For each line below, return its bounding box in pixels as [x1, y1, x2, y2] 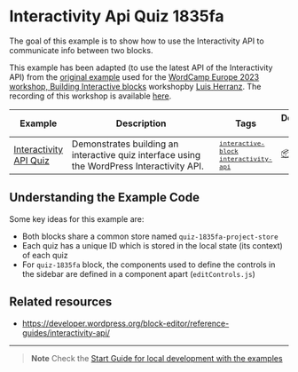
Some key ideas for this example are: [9, 213, 145, 224]
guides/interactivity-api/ [21, 327, 111, 338]
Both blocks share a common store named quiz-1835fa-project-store [21, 231, 278, 241]
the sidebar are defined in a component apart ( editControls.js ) [21, 268, 255, 279]
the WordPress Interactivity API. [71, 160, 204, 172]
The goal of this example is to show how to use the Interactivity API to [9, 36, 264, 46]
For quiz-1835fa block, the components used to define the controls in [21, 259, 276, 270]
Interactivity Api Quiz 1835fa [9, 6, 224, 27]
